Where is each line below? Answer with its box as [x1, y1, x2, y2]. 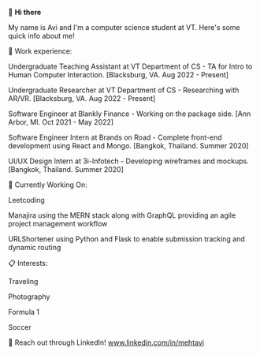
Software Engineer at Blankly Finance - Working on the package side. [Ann [8, 109, 251, 118]
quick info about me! [8, 32, 75, 40]
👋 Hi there [8, 8, 42, 17]
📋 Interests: [8, 259, 48, 267]
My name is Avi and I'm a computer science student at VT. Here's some [8, 23, 240, 32]
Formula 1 [8, 308, 40, 316]
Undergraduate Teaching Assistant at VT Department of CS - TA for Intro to [8, 62, 253, 71]
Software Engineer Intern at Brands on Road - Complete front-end [8, 133, 222, 142]
